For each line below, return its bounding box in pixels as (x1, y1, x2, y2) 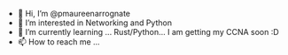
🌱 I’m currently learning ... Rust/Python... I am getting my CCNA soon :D (17, 27, 279, 37)
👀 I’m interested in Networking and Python (17, 17, 173, 28)
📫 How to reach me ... (17, 37, 100, 47)
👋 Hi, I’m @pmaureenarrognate (17, 9, 131, 18)
